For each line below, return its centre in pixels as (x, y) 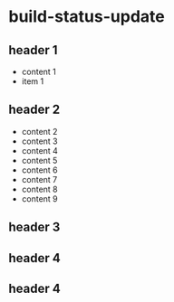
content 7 (39, 179)
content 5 (39, 160)
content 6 (39, 170)
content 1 (39, 71)
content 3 (39, 141)
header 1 (33, 50)
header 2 (34, 110)
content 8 (39, 189)
